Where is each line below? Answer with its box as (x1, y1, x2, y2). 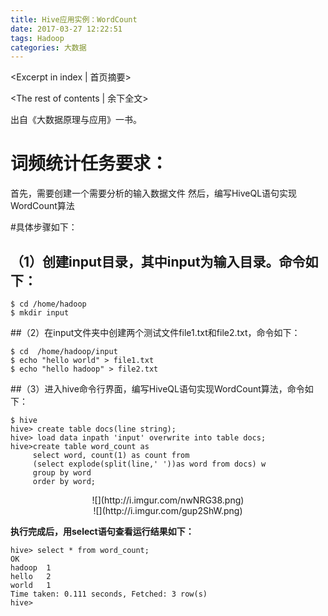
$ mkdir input (10, 308, 70, 318)
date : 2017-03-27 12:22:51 (10, 24, 123, 34)
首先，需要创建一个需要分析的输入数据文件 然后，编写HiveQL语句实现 (10, 187, 298, 200)
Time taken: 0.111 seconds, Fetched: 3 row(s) (10, 589, 208, 599)
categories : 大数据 (10, 42, 87, 53)
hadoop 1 (10, 563, 52, 573)
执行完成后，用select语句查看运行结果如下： (10, 526, 195, 537)
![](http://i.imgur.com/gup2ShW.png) (93, 505, 243, 516)
